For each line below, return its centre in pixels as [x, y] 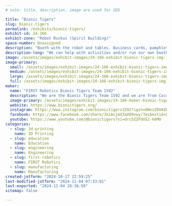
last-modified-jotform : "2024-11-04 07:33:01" [56, 181]
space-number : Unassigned [33, 43]
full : [16, 81]
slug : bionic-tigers [27, 24]
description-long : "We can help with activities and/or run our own [80, 53]
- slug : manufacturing [34, 167]
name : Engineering [34, 153]
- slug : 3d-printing [32, 129]
